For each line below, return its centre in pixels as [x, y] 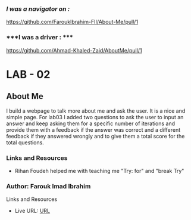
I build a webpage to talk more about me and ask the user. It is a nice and [96, 111]
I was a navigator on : [38, 9]
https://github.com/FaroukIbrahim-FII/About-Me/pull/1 [72, 22]
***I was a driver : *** [40, 38]
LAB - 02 [28, 74]
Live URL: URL [32, 211]
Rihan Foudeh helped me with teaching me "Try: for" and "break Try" [99, 171]
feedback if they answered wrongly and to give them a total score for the [95, 136]
